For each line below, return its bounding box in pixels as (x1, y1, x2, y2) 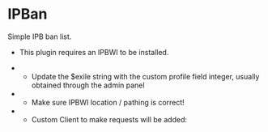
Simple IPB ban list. (7, 32, 72, 41)
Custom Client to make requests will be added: (31, 114, 188, 124)
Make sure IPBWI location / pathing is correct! (31, 97, 185, 107)
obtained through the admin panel (31, 80, 145, 90)
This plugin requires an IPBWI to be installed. (19, 47, 169, 57)
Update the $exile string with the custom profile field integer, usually (31, 71, 260, 81)
